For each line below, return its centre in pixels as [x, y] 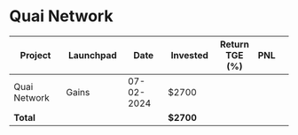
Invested [189, 55]
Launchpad [92, 55]
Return [235, 44]
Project [35, 55]
